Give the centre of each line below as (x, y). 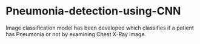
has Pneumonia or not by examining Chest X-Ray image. (76, 34)
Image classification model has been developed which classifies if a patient (100, 28)
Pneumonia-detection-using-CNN (93, 11)
